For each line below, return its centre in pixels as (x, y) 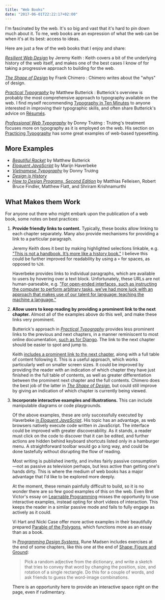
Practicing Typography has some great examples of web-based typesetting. (82, 133)
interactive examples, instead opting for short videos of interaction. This (85, 502)
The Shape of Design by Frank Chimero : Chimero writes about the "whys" (80, 78)
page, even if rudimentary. (39, 592)
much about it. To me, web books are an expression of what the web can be (82, 33)
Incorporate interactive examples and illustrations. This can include (82, 400)
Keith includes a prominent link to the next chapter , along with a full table (86, 355)
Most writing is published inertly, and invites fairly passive (71, 461)
